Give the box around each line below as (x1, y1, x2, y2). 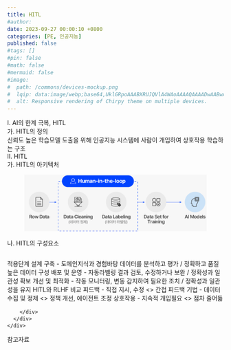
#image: (7, 76, 30, 83)
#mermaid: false (7, 69, 54, 76)
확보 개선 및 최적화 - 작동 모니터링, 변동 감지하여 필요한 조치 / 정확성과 (19, 276, 208, 285)
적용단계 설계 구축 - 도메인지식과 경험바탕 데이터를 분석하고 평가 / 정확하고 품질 (7, 259, 219, 267)
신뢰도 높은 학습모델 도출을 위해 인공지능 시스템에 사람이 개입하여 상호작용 (7, 136, 206, 144)
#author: (7, 18, 32, 25)
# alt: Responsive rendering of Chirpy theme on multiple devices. (7, 98, 208, 105)
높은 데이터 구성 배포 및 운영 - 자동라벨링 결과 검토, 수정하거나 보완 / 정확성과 (7, 268, 213, 276)
